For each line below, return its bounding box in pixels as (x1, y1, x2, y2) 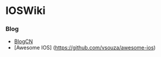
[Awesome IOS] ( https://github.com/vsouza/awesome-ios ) (14, 44, 156, 51)
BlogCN (14, 38, 33, 45)
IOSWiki (5, 4, 46, 17)
